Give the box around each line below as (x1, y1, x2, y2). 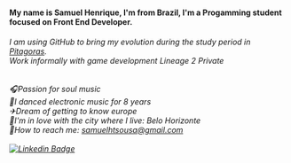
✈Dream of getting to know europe (9, 105, 138, 116)
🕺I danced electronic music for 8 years (9, 96, 152, 106)
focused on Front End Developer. (9, 16, 133, 27)
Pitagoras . (9, 46, 47, 57)
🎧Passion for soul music (9, 83, 101, 94)
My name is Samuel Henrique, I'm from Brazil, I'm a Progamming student (9, 7, 282, 18)
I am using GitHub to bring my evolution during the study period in (9, 36, 251, 48)
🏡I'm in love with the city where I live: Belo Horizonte (9, 115, 201, 126)
